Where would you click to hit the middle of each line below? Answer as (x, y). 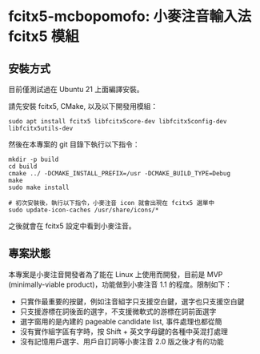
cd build (23, 167)
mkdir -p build (34, 159)
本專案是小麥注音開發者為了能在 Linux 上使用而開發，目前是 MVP (116, 274)
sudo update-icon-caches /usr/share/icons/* (84, 210)
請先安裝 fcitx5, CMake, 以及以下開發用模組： (83, 106)
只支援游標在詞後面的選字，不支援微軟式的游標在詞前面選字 (118, 311)
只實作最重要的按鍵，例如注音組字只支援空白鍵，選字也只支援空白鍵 (132, 301)
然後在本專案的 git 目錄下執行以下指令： (74, 144)
